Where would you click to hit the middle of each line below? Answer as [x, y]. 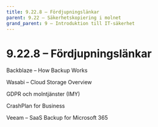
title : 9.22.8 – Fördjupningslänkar [53, 12]
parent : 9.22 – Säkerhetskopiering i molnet [64, 18]
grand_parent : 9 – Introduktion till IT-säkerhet [71, 23]
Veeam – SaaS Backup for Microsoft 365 [57, 118]
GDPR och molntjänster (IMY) [43, 94]
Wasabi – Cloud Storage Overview [49, 82]
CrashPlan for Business [36, 106]
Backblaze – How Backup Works [47, 70]
